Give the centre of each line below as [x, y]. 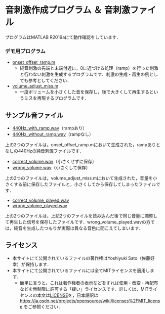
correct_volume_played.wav [41, 200]
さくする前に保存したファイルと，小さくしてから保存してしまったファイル [81, 184]
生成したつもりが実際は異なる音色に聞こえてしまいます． [85, 228]
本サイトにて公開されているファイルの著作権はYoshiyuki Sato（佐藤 [81, 258]
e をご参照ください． [41, 307]
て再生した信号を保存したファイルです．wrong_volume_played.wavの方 [78, 222]
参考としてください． [50, 81]
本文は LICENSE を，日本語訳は [68, 295]
